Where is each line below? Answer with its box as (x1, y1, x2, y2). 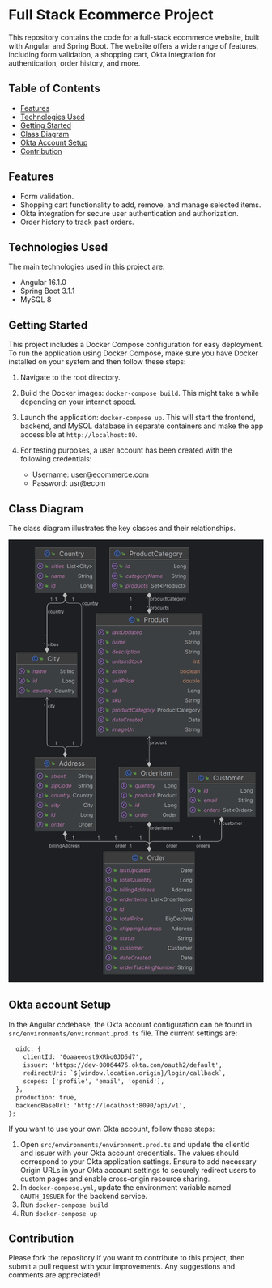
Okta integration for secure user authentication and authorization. (19, 208, 239, 218)
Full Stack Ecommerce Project (8, 6, 215, 24)
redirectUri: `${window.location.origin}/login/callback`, (23, 1069, 227, 1078)
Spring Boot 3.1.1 (19, 286, 75, 296)
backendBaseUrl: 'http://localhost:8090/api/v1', (15, 1101, 186, 1110)
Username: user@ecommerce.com (32, 470, 150, 479)
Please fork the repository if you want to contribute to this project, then (8, 1253, 245, 1263)
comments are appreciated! (8, 1270, 100, 1280)
